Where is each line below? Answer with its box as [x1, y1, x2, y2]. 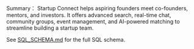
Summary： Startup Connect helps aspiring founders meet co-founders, [6, 5, 188, 11]
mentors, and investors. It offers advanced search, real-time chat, [6, 11, 171, 19]
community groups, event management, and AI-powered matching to [6, 18, 180, 25]
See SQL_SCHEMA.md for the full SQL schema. [6, 36, 126, 43]
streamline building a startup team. [6, 24, 94, 31]
